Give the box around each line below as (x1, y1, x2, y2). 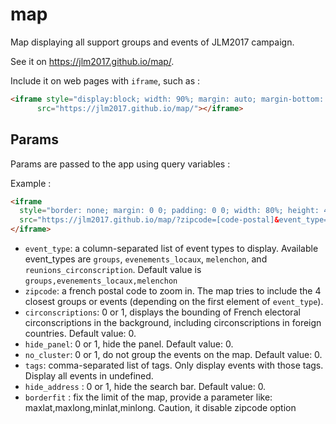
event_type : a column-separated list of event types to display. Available (24, 243, 319, 254)
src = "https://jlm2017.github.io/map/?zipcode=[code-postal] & (19, 215, 280, 225)
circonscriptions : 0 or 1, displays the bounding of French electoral (24, 306, 301, 318)
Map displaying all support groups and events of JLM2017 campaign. (10, 36, 295, 48)
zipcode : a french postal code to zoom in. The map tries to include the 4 (24, 285, 322, 297)
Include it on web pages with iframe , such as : (10, 74, 201, 87)
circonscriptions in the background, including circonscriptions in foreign (24, 317, 322, 328)
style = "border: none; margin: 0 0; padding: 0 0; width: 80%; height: (19, 206, 320, 216)
